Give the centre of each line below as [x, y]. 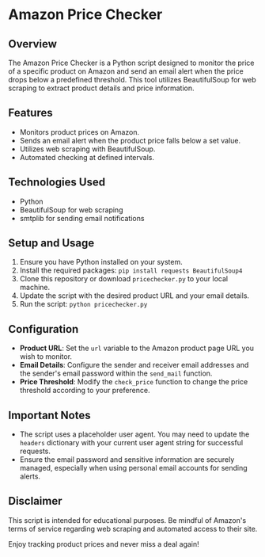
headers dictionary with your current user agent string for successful [131, 443]
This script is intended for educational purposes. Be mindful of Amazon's [127, 520]
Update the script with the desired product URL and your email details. [134, 296]
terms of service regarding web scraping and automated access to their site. [133, 528]
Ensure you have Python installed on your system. [101, 262]
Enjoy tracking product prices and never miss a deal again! [104, 544]
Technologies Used [57, 183]
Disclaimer [35, 501]
